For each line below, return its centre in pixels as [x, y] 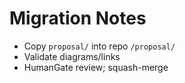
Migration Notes [78, 18]
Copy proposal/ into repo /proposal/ [99, 46]
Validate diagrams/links [72, 56]
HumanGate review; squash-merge [96, 67]
